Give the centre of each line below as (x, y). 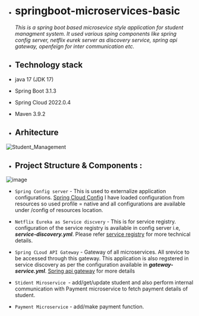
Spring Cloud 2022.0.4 (43, 102)
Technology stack (49, 65)
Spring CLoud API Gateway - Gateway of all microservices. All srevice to (102, 252)
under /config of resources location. (59, 210)
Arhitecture (37, 133)
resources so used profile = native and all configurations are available (100, 204)
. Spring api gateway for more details (90, 271)
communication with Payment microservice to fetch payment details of (101, 289)
